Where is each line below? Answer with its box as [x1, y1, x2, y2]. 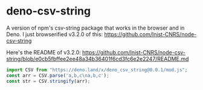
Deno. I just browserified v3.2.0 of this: [6, 30, 103, 37]
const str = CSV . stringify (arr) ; [6, 78, 91, 84]
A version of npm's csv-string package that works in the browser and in [6, 24, 185, 31]
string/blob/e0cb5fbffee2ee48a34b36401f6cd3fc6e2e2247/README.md [6, 55, 189, 62]
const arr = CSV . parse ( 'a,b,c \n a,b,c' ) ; [6, 72, 110, 79]
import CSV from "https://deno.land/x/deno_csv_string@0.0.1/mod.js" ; [6, 66, 188, 73]
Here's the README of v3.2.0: [6, 48, 82, 56]
